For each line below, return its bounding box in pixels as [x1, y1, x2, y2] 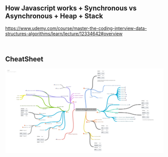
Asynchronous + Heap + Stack [5, 12, 103, 21]
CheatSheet [5, 55, 44, 63]
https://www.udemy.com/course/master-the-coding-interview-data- [5, 25, 147, 31]
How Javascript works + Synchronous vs [5, 4, 137, 13]
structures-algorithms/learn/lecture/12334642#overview [5, 30, 123, 37]
